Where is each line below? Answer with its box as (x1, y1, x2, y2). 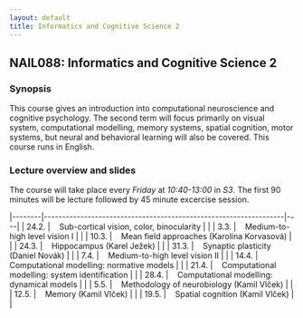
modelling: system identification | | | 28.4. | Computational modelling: (9, 269, 273, 281)
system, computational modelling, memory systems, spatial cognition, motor (9, 122, 294, 133)
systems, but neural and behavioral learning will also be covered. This (9, 132, 270, 143)
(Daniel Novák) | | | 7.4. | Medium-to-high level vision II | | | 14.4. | (9, 250, 259, 261)
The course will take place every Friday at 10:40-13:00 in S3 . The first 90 (9, 185, 281, 196)
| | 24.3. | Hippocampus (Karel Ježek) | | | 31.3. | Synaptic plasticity (9, 241, 271, 252)
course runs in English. (9, 141, 95, 152)
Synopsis (9, 82, 52, 95)
